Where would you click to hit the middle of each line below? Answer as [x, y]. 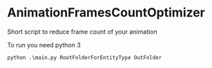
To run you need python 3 [44, 45]
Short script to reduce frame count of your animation [82, 32]
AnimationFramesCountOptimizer [106, 13]
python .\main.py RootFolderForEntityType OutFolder [85, 57]
